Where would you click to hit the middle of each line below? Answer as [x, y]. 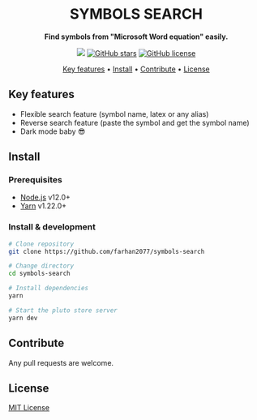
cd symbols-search [39, 274]
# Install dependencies [49, 289]
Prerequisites [35, 180]
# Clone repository [41, 244]
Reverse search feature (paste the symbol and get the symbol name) [135, 122]
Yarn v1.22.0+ [43, 206]
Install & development [52, 227]
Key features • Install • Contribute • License [136, 69]
